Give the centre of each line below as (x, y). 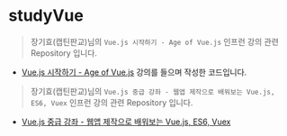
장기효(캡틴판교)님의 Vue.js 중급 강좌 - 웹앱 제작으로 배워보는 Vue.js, (152, 91)
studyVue (46, 16)
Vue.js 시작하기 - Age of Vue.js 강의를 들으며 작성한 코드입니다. (134, 72)
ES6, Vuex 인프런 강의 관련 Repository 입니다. (112, 102)
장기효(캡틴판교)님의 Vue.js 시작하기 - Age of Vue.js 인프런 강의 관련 (155, 41)
